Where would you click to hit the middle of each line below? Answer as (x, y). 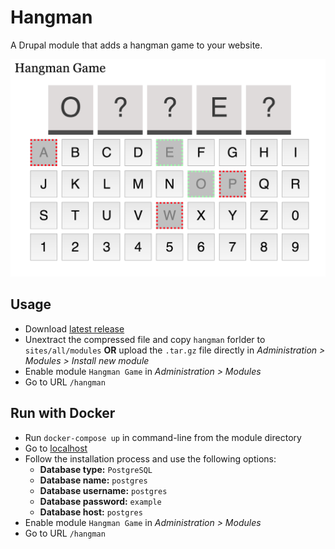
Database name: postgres (93, 480)
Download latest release (74, 328)
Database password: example (100, 501)
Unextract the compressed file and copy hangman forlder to (145, 339)
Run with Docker (63, 413)
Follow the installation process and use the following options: (150, 458)
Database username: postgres (103, 490)
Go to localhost (56, 448)
